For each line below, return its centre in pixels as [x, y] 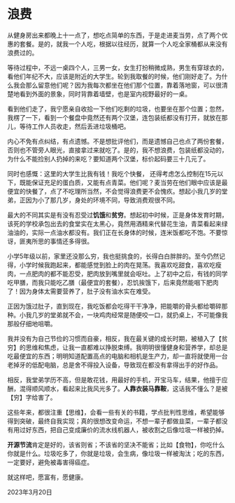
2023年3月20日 [30, 492]
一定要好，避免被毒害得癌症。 [50, 462]
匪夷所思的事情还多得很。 [56, 241]
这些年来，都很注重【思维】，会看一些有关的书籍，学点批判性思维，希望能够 [116, 412]
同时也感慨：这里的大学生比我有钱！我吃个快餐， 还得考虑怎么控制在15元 [112, 173]
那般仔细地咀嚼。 [32, 323]
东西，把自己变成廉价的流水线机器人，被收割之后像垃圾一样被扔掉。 [129, 429]
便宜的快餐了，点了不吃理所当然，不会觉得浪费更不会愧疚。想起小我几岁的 [114, 191]
